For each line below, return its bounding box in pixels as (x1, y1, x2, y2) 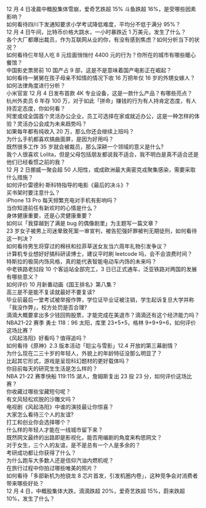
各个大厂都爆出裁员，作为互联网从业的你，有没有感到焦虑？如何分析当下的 (6, 36, 194, 43)
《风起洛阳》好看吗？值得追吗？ (6, 334, 87, 342)
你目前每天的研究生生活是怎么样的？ (6, 365, 98, 372)
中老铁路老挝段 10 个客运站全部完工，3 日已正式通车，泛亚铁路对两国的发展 (6, 266, 197, 272)
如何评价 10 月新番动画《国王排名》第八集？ (6, 281, 118, 288)
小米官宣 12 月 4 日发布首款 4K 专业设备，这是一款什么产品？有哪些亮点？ (6, 89, 193, 97)
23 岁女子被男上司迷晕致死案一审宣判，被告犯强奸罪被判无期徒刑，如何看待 (6, 227, 197, 234)
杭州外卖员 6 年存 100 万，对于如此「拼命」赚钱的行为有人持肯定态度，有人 (6, 97, 197, 104)
